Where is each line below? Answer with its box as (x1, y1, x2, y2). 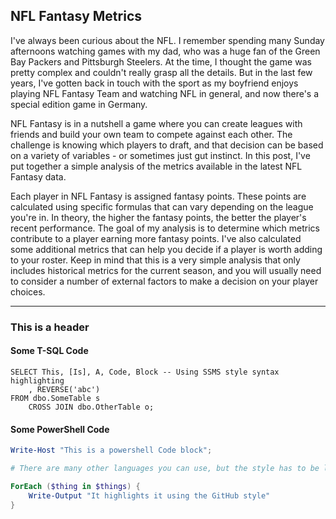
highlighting (10, 375, 65, 386)
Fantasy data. (10, 170, 67, 183)
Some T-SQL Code (10, 345, 89, 357)
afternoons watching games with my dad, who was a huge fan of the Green (10, 45, 321, 57)
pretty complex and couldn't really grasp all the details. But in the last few (10, 66, 313, 78)
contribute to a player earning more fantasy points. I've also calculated (10, 232, 302, 244)
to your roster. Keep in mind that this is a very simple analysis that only (10, 254, 301, 266)
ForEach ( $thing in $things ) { (10, 481, 141, 491)
